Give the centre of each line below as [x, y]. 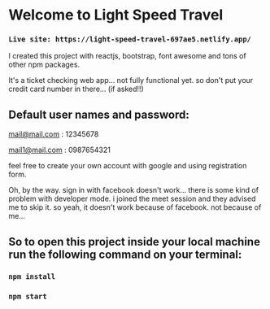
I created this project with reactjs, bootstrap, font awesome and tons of [127, 56]
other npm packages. [44, 65]
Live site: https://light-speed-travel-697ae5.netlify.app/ [130, 39]
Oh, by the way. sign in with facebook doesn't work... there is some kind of [133, 190]
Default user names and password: [99, 114]
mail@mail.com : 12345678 [54, 134]
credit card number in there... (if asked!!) [76, 89]
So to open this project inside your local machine [134, 242]
